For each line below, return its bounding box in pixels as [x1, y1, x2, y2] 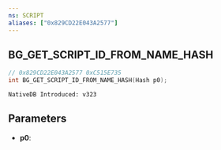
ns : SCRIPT [8, 11, 44, 20]
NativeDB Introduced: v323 [8, 91, 97, 99]
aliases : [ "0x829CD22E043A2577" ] [8, 19, 118, 27]
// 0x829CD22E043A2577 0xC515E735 [8, 69, 122, 77]
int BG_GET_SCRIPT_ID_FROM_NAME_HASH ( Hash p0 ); [8, 77, 168, 84]
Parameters [8, 112, 67, 126]
